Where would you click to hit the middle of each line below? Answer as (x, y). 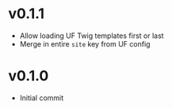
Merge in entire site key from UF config (85, 43)
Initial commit (42, 98)
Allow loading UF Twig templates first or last (92, 36)
